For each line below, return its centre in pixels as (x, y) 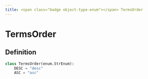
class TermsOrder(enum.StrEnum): (40, 64)
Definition (21, 52)
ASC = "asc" (26, 73)
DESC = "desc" (29, 68)
